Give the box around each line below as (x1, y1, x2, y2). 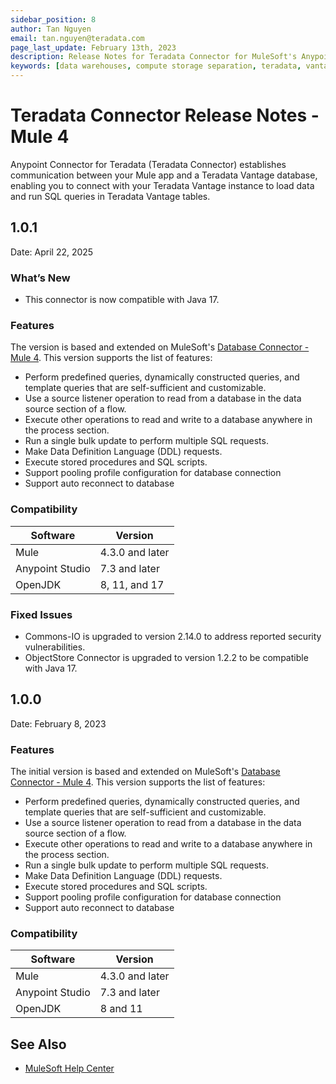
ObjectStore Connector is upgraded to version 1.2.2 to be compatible (24, 651, 309, 663)
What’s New (10, 271, 71, 285)
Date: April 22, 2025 (10, 246, 94, 258)
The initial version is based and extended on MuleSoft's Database (10, 766, 281, 778)
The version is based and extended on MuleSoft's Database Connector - (10, 341, 310, 353)
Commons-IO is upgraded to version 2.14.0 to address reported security (24, 630, 322, 642)
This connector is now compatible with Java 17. (24, 294, 220, 306)
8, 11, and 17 (99, 577, 165, 591)
